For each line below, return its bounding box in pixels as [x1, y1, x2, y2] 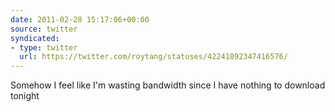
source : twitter [10, 24, 78, 34]
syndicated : [10, 33, 60, 43]
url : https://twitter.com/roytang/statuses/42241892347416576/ [19, 52, 288, 62]
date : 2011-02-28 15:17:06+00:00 [10, 14, 150, 25]
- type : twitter [10, 42, 78, 53]
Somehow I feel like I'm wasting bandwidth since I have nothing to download [10, 79, 326, 91]
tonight [10, 90, 40, 102]
